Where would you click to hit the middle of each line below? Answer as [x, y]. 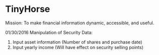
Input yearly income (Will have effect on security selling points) [78, 47]
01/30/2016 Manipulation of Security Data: [49, 32]
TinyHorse [28, 9]
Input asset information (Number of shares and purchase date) [77, 42]
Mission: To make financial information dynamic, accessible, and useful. [80, 23]
